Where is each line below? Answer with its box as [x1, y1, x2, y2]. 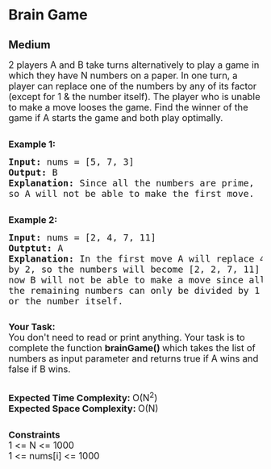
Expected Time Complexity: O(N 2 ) [8, 390, 158, 404]
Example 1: [8, 139, 56, 150]
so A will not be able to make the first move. [8, 188, 255, 199]
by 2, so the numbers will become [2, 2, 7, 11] [8, 264, 261, 275]
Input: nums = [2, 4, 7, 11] [8, 232, 156, 243]
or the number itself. [8, 295, 123, 307]
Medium [8, 38, 51, 52]
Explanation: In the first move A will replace [8, 253, 255, 264]
